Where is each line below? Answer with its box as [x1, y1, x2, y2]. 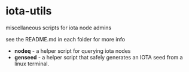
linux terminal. [14, 60, 50, 67]
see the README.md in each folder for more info [5, 35, 126, 43]
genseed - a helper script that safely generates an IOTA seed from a [14, 53, 183, 61]
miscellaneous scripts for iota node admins [5, 24, 112, 31]
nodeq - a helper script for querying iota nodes [14, 47, 131, 55]
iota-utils [5, 4, 52, 18]
